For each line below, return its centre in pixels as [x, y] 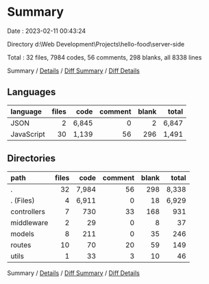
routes [21, 245]
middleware [29, 222]
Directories [32, 158]
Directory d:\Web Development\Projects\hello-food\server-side [96, 44]
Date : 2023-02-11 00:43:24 [47, 31]
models [23, 233]
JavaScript [28, 134]
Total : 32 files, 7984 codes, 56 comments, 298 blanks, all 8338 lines [104, 57]
